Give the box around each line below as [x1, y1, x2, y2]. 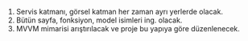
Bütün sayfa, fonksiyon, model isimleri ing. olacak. [15, 15, 183, 25]
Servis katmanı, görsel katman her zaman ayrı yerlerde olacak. [15, 7, 224, 16]
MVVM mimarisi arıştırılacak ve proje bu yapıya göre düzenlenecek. [15, 24, 240, 33]
